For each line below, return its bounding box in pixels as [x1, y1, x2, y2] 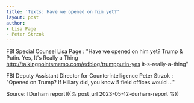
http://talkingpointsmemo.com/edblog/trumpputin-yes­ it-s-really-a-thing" [6, 61, 189, 68]
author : [6, 20, 26, 26]
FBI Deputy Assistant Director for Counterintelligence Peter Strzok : [6, 72, 174, 80]
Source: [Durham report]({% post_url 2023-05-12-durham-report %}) [6, 90, 180, 98]
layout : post [6, 14, 39, 20]
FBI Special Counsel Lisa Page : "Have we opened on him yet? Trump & [6, 48, 183, 55]
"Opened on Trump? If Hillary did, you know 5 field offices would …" [6, 79, 175, 86]
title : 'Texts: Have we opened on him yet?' [6, 8, 120, 15]
